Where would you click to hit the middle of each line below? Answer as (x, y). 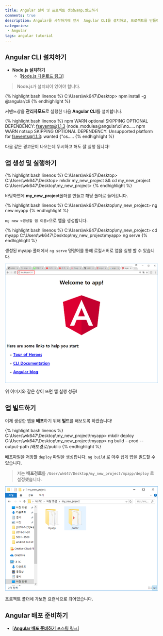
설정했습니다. (29, 479)
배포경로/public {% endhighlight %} (66, 446)
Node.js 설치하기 (28, 70)
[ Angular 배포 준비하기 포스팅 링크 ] (46, 628)
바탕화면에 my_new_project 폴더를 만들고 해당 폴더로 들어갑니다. (67, 195)
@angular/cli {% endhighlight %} (38, 101)
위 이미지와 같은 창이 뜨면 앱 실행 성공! (41, 391)
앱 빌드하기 (21, 408)
